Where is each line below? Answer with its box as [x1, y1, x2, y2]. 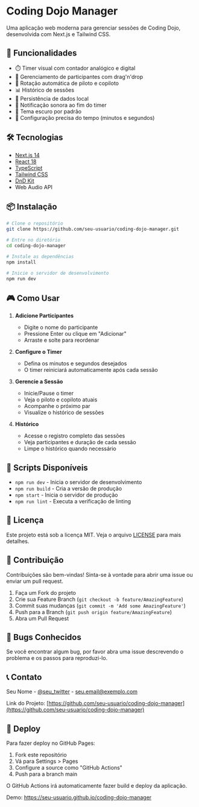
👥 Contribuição [6, 555, 64, 565]
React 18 [14, 158, 37, 165]
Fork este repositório [14, 752, 68, 759]
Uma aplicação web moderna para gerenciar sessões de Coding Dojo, [6, 24, 181, 31]
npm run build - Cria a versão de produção [14, 485, 122, 492]
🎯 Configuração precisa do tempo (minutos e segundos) [14, 114, 155, 121]
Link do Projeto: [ [6, 700, 49, 707]
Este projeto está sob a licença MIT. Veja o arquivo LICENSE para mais [6, 531, 182, 538]
